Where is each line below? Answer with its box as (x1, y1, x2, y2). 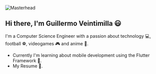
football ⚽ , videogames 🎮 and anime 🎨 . (5, 40, 89, 46)
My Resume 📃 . (12, 63, 43, 69)
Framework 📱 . (12, 57, 42, 63)
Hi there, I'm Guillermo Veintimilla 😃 (5, 19, 122, 28)
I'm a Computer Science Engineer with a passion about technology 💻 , (5, 33, 151, 39)
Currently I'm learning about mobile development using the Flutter (12, 52, 150, 58)
